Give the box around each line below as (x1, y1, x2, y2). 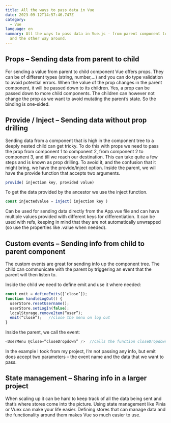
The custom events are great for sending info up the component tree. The (5, 261, 160, 267)
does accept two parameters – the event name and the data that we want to (5, 354, 164, 360)
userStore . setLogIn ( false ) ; (10, 306, 70, 311)
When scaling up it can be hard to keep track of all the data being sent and (5, 395, 162, 402)
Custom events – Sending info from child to (5, 239, 145, 248)
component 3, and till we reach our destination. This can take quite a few (5, 154, 158, 160)
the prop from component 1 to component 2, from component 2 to (5, 148, 144, 154)
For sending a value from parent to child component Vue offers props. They (5, 68, 164, 75)
